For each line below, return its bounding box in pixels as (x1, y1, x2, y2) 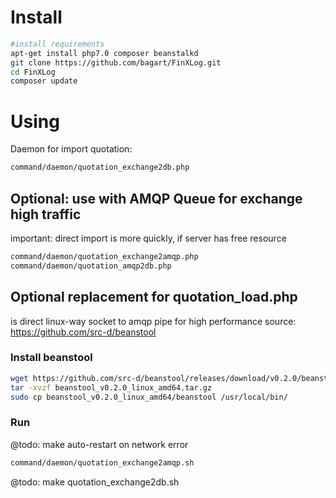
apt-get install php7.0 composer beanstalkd (10, 48, 199, 58)
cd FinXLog (10, 67, 56, 77)
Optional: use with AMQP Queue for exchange (10, 190, 303, 207)
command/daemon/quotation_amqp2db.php (10, 261, 172, 271)
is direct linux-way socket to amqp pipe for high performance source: (10, 315, 297, 327)
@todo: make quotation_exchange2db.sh (10, 476, 180, 488)
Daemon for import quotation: (10, 143, 133, 155)
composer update (10, 76, 78, 86)
